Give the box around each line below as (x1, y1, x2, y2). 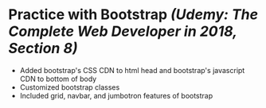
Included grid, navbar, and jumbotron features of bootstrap (19, 91, 213, 100)
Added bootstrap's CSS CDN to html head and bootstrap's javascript (19, 65, 245, 75)
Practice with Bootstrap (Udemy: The (8, 6, 259, 24)
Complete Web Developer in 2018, (8, 22, 237, 40)
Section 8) (8, 40, 78, 57)
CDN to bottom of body (19, 74, 97, 83)
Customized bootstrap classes (19, 82, 120, 92)
